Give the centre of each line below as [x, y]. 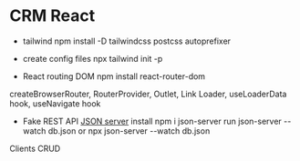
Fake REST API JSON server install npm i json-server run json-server [152, 121]
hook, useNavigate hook [55, 103]
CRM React [52, 16]
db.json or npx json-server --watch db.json [129, 131]
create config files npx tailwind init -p [93, 58]
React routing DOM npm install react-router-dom [114, 76]
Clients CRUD [35, 148]
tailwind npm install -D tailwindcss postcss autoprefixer [126, 41]
